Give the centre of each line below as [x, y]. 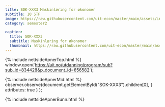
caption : [14, 32]
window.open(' [20, 64]
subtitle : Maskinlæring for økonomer [48, 41]
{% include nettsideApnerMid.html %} [43, 79]
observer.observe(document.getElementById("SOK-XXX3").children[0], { [79, 85]
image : [12, 19]
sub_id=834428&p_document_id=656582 [47, 70]
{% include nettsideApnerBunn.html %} [45, 99]
